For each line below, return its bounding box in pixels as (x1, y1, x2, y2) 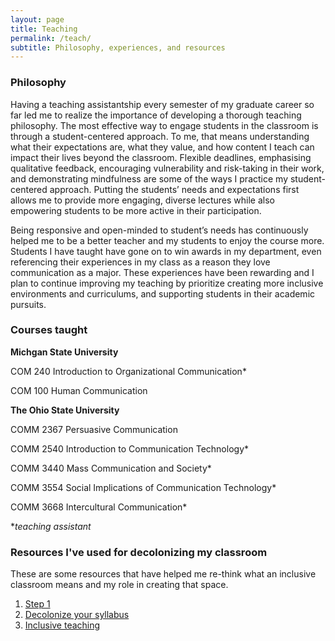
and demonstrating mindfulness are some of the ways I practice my (10, 172, 288, 185)
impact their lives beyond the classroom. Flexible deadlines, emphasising (10, 151, 312, 163)
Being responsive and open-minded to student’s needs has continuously (10, 224, 309, 236)
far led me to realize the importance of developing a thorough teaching (10, 109, 302, 121)
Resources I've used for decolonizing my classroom (10, 545, 268, 559)
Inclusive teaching (24, 619, 101, 631)
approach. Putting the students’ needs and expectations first (49, 183, 300, 195)
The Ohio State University (10, 404, 120, 416)
